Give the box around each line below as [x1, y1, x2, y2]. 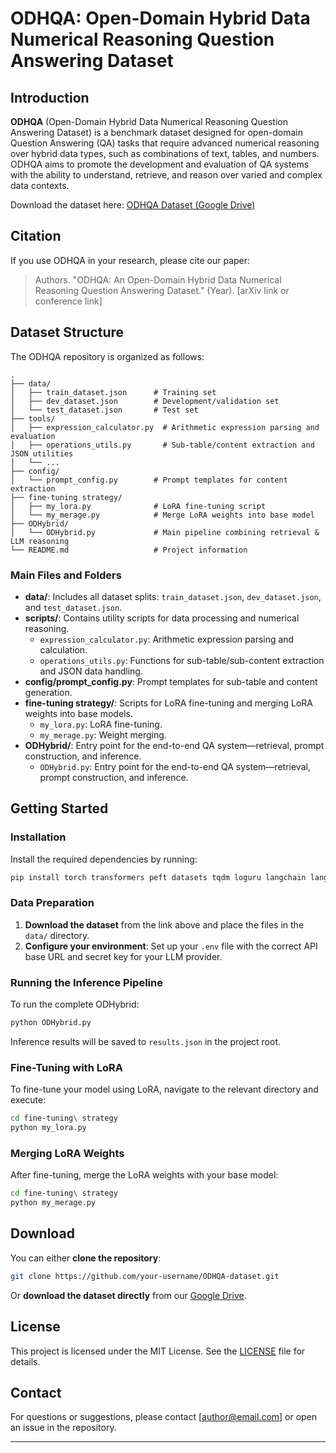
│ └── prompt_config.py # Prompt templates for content [10, 475, 288, 485]
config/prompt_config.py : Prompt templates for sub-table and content [24, 675, 318, 687]
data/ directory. [24, 929, 90, 941]
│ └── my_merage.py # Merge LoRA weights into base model [10, 510, 315, 520]
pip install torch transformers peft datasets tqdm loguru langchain [10, 872, 307, 882]
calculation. [39, 643, 88, 656]
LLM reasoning [10, 536, 70, 546]
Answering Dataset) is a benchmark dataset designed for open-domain [10, 127, 303, 138]
